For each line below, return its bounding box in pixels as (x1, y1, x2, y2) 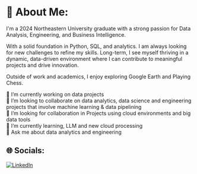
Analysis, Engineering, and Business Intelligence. (6, 31, 126, 38)
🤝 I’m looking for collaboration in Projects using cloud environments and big (6, 109, 191, 117)
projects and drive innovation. (6, 62, 79, 69)
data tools (6, 115, 31, 123)
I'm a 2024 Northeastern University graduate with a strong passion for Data (6, 25, 191, 32)
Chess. (6, 79, 24, 86)
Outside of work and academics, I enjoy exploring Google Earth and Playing (6, 73, 191, 80)
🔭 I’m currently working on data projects (6, 91, 104, 98)
